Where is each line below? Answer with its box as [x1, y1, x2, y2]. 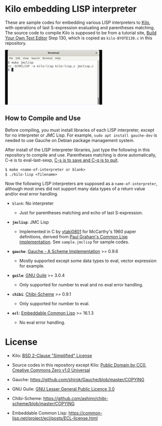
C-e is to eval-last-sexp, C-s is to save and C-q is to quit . [5, 157, 119, 163]
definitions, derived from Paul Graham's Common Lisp [19, 233, 128, 239]
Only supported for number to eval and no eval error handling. [19, 282, 144, 287]
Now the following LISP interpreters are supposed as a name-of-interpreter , [5, 180, 158, 186]
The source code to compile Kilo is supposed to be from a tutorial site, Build [5, 30, 157, 35]
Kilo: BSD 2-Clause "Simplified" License [12, 353, 92, 358]
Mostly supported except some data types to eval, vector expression [19, 258, 157, 264]
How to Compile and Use [5, 114, 81, 123]
